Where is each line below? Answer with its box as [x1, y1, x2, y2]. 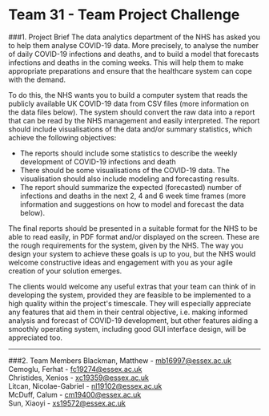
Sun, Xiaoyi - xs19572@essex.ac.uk [8, 398, 126, 408]
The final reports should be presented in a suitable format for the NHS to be [8, 223, 258, 233]
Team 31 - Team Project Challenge [8, 6, 240, 24]
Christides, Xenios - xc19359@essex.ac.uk [8, 373, 150, 382]
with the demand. [8, 75, 66, 84]
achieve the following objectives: [8, 132, 117, 142]
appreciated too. [8, 333, 62, 342]
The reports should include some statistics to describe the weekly [19, 148, 238, 158]
